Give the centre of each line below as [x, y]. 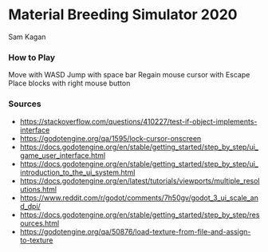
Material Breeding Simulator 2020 [123, 15]
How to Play [32, 57]
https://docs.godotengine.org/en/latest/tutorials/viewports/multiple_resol [140, 180]
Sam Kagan [27, 37]
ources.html [39, 223]
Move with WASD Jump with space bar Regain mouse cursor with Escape [129, 75]
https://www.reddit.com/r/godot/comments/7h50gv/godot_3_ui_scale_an [139, 198]
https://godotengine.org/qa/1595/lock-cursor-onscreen [110, 138]
